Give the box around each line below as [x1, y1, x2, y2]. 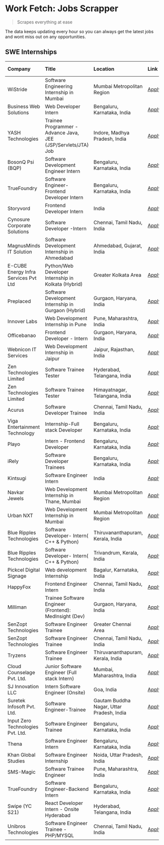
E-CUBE [7, 262, 27, 269]
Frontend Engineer [44, 580, 88, 587]
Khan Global [7, 751, 36, 758]
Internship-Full [44, 421, 80, 427]
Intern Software [44, 683, 81, 690]
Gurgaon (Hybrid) [44, 307, 86, 314]
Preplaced [7, 297, 31, 304]
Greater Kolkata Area [93, 272, 142, 278]
